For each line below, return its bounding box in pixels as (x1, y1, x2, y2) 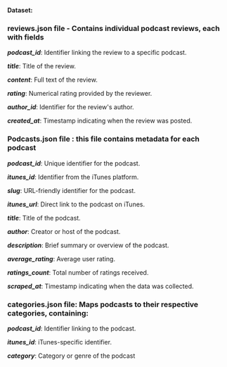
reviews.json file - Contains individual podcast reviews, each (7, 23, 220, 33)
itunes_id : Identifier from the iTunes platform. (7, 173, 139, 181)
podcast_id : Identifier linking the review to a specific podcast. (7, 49, 187, 57)
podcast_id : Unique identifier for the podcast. (7, 158, 141, 168)
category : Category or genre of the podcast (7, 352, 136, 360)
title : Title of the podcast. (7, 213, 81, 222)
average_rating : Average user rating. (7, 254, 116, 263)
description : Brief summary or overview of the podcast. (7, 241, 169, 249)
